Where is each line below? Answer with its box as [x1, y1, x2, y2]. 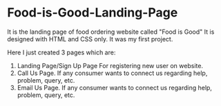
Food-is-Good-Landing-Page [7, 5, 178, 21]
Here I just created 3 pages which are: [7, 48, 116, 56]
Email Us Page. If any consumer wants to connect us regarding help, [17, 83, 213, 92]
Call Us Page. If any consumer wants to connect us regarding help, [17, 69, 208, 77]
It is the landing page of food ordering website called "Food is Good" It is [7, 28, 215, 36]
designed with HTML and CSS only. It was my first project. [7, 34, 173, 43]
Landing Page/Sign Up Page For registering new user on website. [17, 61, 204, 70]
